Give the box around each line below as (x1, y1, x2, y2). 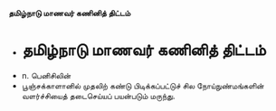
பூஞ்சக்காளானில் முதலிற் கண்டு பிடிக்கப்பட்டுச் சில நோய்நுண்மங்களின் (21, 80, 264, 91)
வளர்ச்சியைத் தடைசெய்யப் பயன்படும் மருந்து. (21, 90, 176, 101)
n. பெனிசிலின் (21, 69, 71, 80)
